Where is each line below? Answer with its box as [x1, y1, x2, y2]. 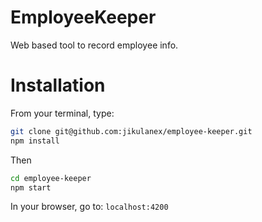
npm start [10, 182, 52, 193]
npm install [10, 136, 60, 146]
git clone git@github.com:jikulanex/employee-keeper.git [10, 126, 253, 136]
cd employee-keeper [10, 173, 92, 183]
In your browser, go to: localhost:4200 [10, 201, 169, 213]
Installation [10, 74, 106, 97]
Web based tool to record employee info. [10, 39, 179, 51]
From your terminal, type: [10, 107, 115, 119]
